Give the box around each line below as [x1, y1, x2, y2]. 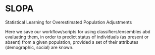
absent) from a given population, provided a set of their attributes [5, 39, 139, 45]
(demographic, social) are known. [5, 44, 74, 50]
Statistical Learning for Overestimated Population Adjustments [5, 19, 132, 25]
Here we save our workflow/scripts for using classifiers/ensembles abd [5, 28, 151, 34]
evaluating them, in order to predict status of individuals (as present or [5, 34, 149, 40]
